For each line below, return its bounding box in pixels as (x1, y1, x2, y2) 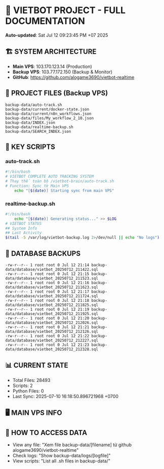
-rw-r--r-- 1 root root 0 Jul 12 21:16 (5, 280, 90, 285)
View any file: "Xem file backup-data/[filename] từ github (12, 442, 132, 448)
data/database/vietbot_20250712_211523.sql (5, 276, 99, 281)
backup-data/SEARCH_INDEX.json (5, 129, 71, 134)
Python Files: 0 (12, 387, 44, 394)
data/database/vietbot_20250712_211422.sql (5, 267, 99, 272)
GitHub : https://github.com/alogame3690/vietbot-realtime (12, 74, 135, 80)
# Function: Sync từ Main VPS (5, 183, 69, 188)
